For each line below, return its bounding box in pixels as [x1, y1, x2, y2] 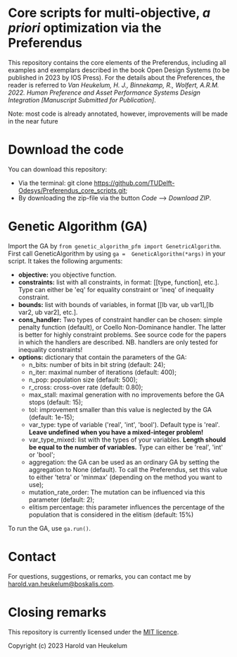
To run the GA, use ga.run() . [8, 524, 91, 532]
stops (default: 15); [28, 397, 83, 406]
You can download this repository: [8, 164, 108, 174]
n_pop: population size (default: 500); [28, 375, 138, 384]
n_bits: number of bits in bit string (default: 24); [28, 360, 166, 368]
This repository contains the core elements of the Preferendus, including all [8, 58, 226, 66]
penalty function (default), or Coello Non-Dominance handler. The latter [18, 323, 226, 331]
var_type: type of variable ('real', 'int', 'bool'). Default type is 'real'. [28, 420, 220, 428]
